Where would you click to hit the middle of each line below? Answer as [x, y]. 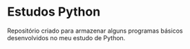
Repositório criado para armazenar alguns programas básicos [95, 31]
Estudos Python [54, 12]
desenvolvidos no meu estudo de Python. [66, 37]
